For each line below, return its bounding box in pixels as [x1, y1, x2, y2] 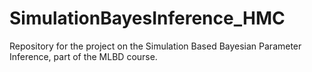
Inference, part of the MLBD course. [9, 50, 158, 62]
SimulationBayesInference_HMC [9, 7, 286, 30]
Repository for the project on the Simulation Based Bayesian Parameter [9, 40, 302, 52]
